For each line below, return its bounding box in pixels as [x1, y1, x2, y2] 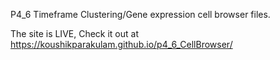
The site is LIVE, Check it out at [10, 28, 140, 39]
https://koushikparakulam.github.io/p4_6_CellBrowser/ [10, 39, 233, 50]
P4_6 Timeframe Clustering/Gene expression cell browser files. [10, 9, 271, 20]
